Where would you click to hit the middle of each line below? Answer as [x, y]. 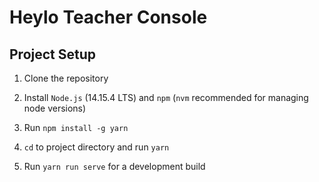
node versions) [55, 108]
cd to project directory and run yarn [96, 147]
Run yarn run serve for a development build [114, 166]
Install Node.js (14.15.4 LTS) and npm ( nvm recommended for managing [166, 97]
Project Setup [53, 54]
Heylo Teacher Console [108, 17]
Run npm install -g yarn [76, 127]
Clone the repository [66, 78]
